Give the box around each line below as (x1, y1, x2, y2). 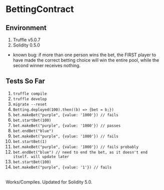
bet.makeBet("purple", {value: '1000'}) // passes (12, 123, 121, 128)
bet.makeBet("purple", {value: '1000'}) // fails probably (12, 144, 139, 149)
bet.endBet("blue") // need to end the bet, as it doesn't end (12, 149, 148, 155)
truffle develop (12, 96, 47, 101)
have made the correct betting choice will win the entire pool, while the (12, 57, 159, 63)
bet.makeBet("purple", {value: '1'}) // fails (12, 164, 112, 170)
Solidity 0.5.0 (12, 42, 40, 48)
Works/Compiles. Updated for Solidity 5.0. (5, 179, 92, 185)
